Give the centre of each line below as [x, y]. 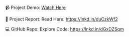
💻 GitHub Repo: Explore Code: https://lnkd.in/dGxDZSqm [64, 29]
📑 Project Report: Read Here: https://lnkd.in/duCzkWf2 [61, 19]
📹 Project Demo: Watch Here [36, 7]
